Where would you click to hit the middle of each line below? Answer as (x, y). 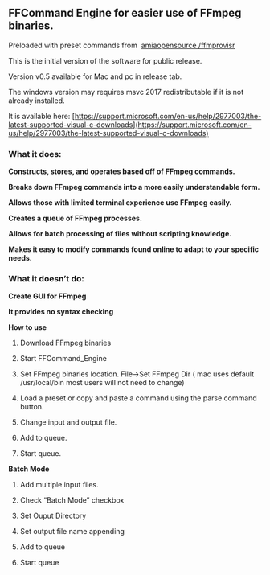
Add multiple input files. (59, 485)
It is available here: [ (41, 116)
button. (32, 407)
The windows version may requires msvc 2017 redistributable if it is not (126, 92)
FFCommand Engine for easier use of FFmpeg (125, 13)
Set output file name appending (72, 532)
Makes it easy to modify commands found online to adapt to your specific (134, 249)
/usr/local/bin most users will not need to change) (102, 383)
